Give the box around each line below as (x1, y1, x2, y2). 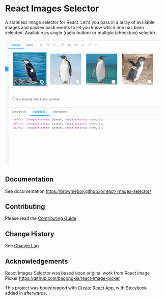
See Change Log (5, 243, 39, 249)
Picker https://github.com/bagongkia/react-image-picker (5, 275, 120, 281)
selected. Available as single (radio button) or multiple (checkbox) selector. (5, 30, 157, 35)
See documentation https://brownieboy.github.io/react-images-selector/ (5, 188, 151, 194)
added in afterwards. (5, 290, 48, 296)
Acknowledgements (5, 257, 68, 266)
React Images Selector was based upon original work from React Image (5, 270, 150, 276)
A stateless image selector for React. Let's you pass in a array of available (5, 19, 155, 25)
